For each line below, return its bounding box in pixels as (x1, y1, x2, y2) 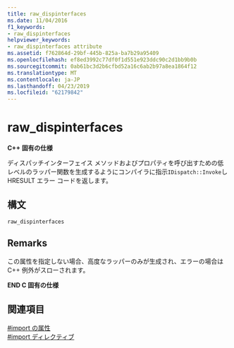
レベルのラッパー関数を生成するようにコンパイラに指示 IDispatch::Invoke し (7, 167, 228, 176)
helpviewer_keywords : (7, 37, 71, 44)
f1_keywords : (7, 23, 46, 30)
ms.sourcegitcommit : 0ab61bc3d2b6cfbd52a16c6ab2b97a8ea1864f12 (7, 63, 197, 70)
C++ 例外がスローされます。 (7, 265, 90, 274)
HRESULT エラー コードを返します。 (7, 176, 113, 185)
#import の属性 (7, 323, 51, 332)
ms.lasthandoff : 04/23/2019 (7, 83, 90, 90)
